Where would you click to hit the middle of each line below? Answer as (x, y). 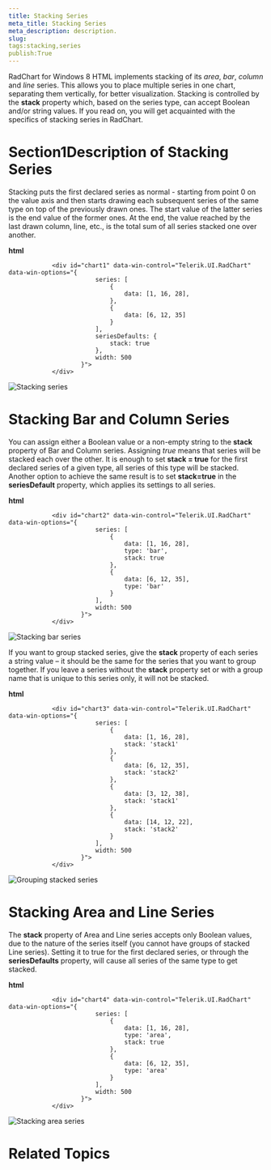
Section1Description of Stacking (119, 153)
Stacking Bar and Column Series (119, 420)
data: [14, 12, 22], (159, 822)
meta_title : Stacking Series (57, 23)
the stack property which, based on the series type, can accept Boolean (129, 102)
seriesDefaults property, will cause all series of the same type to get (123, 960)
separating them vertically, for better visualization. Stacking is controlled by (134, 94)
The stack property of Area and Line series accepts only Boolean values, (130, 934)
